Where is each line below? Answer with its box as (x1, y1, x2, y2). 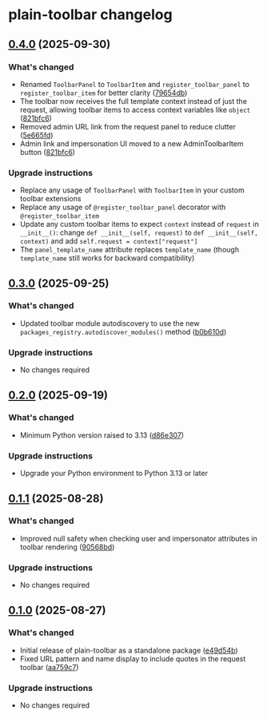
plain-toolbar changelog (8, 6, 173, 24)
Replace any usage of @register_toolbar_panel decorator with (19, 202, 226, 212)
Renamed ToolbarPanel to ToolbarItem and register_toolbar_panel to (19, 79, 250, 89)
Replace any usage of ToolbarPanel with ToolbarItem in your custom (19, 185, 245, 195)
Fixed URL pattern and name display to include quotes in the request (19, 653, 246, 664)
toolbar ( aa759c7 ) (19, 662, 79, 672)
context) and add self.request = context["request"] (19, 236, 198, 246)
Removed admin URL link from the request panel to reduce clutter (19, 121, 236, 131)
